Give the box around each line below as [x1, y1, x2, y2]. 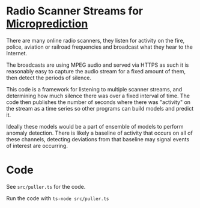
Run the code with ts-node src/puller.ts [6, 194, 109, 202]
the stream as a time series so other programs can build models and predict [6, 105, 194, 112]
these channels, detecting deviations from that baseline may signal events [6, 135, 190, 142]
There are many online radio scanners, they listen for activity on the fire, [6, 37, 185, 44]
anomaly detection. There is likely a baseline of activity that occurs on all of [6, 129, 193, 136]
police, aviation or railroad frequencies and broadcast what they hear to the [6, 43, 193, 50]
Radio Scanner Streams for [6, 4, 143, 18]
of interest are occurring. [6, 142, 68, 149]
